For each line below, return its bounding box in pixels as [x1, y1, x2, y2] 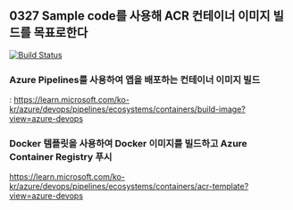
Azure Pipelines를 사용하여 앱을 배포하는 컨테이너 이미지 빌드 [9, 73, 261, 86]
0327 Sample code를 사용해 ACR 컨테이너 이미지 [9, 8, 271, 24]
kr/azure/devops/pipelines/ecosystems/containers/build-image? [9, 104, 246, 114]
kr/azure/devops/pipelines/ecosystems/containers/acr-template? [9, 181, 249, 192]
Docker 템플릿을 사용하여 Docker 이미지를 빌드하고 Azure [9, 138, 247, 150]
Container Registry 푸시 [9, 151, 113, 164]
